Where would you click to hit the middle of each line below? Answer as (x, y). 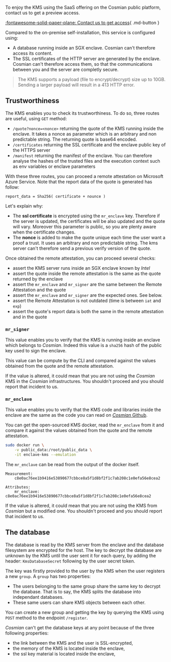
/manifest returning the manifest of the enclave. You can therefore (82, 156)
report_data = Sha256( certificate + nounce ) (55, 196)
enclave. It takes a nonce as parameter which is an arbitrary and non (84, 134)
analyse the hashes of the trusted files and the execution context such (86, 161)
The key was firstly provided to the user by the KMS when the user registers (85, 571)
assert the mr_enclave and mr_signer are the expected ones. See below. (88, 295)
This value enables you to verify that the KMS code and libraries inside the (83, 410)
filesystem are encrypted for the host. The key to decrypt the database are (83, 550)
